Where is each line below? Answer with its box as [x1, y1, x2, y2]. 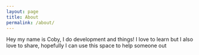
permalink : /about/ [6, 20, 55, 25]
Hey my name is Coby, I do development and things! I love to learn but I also [6, 36, 193, 43]
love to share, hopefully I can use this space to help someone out [6, 42, 167, 49]
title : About [6, 14, 39, 20]
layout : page [6, 8, 39, 15]
